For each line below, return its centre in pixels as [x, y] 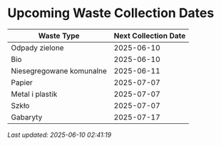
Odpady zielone [37, 48]
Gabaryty [27, 117]
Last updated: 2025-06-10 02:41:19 [60, 135]
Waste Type [59, 36]
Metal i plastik [34, 94]
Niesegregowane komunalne [59, 71]
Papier [22, 82]
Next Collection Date [150, 36]
